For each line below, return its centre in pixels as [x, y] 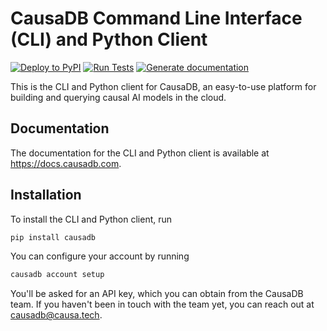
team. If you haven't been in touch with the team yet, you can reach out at [162, 304]
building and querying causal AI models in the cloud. [118, 97]
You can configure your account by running [100, 256]
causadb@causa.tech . [56, 315]
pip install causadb [53, 237]
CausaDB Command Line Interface [156, 18]
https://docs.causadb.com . [66, 163]
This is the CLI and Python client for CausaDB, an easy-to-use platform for [163, 86]
